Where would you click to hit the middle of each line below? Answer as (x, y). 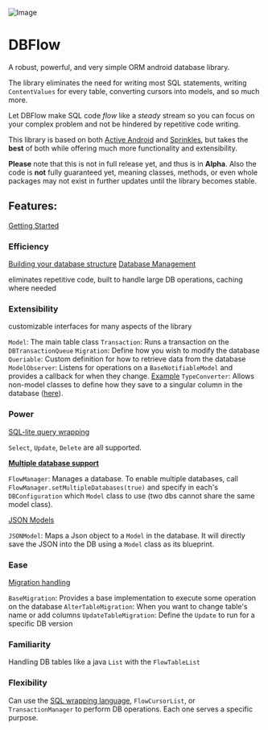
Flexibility (28, 683)
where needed (32, 288)
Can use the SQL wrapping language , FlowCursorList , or (102, 700)
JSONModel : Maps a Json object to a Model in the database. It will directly (127, 535)
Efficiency (29, 246)
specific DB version (41, 623)
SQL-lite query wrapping (49, 431)
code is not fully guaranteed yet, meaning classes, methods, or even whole (133, 172)
